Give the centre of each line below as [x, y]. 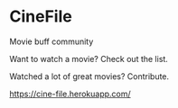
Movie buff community [52, 41]
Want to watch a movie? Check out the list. [89, 58]
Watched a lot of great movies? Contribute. [89, 76]
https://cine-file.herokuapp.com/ [70, 94]
